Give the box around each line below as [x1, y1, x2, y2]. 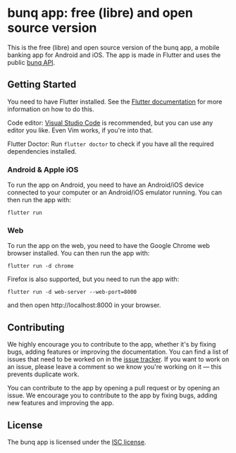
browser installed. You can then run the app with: [7, 249, 150, 258]
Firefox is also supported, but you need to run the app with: [7, 275, 180, 283]
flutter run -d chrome [7, 263, 74, 270]
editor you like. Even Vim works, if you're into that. [7, 125, 154, 135]
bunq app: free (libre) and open [7, 5, 194, 21]
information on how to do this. [7, 104, 94, 113]
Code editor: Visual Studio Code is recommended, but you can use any [7, 118, 213, 127]
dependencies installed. [7, 147, 77, 156]
